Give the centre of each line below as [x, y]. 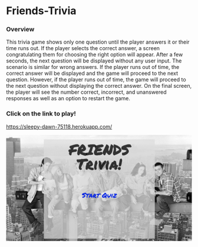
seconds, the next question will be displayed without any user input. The [94, 61]
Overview [20, 29]
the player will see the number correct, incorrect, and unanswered [86, 92]
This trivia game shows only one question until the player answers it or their [98, 42]
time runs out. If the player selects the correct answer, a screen [83, 48]
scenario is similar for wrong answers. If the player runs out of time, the [93, 67]
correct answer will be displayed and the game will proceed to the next [92, 73]
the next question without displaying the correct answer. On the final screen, [99, 86]
